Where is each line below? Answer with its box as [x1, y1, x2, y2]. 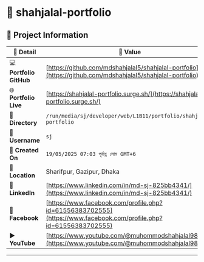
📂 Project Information [6, 30, 89, 40]
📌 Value [118, 48, 141, 56]
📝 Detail [13, 48, 36, 56]
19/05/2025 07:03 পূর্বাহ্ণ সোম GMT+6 [46, 150, 137, 157]
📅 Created [9, 146, 39, 154]
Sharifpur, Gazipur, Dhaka [46, 168, 120, 175]
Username [9, 136, 41, 144]
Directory [9, 119, 38, 127]
